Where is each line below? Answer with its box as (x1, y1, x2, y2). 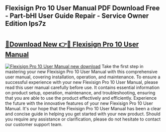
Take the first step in (101, 64, 144, 69)
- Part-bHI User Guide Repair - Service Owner (5, 12, 149, 20)
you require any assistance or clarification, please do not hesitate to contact (5, 116, 161, 122)
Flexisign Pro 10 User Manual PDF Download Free (5, 4, 160, 12)
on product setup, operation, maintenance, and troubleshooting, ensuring (5, 90, 156, 96)
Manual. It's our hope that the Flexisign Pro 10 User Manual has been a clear (5, 106, 162, 111)
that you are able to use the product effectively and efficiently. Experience (5, 95, 157, 101)
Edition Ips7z (5, 19, 46, 28)
